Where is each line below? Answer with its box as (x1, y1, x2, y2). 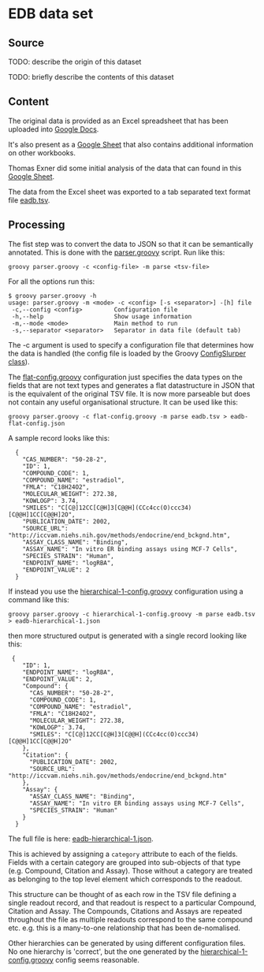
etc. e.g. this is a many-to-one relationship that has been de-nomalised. (8, 923, 240, 933)
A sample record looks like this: (8, 433, 110, 442)
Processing (8, 218, 65, 232)
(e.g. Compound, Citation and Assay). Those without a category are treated (8, 866, 253, 875)
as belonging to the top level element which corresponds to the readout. (8, 874, 243, 884)
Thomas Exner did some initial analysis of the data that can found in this (8, 163, 242, 173)
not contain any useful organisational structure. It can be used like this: (8, 397, 239, 407)
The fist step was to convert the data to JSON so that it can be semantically (8, 239, 254, 248)
